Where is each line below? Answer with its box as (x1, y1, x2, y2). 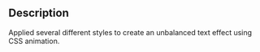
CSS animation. (8, 36, 60, 46)
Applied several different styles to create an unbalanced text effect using (8, 27, 253, 37)
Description (8, 6, 69, 20)
